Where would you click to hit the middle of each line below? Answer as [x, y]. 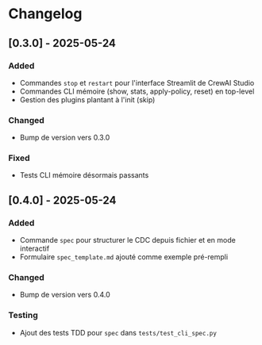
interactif [35, 249]
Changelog [45, 14]
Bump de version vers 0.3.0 [65, 138]
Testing [23, 316]
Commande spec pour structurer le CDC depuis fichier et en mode [127, 240]
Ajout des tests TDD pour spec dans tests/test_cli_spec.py [118, 332]
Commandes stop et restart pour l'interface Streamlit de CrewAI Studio [137, 82]
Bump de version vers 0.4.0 [65, 295]
